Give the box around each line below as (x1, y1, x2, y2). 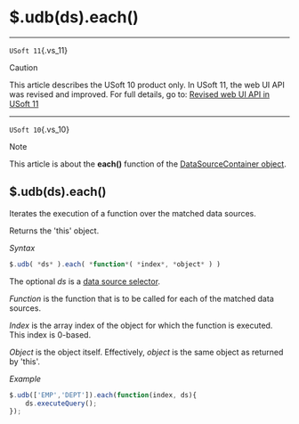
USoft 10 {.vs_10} (9, 124, 69, 135)
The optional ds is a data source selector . (9, 275, 161, 287)
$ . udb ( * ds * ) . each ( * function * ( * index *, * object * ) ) (9, 259, 221, 269)
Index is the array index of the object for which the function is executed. (9, 320, 273, 330)
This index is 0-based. (9, 329, 92, 340)
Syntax (9, 242, 36, 253)
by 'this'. (9, 355, 41, 367)
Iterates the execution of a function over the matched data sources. (9, 208, 256, 218)
